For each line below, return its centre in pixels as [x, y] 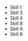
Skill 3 [16, 13]
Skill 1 [16, 7]
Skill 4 [16, 18]
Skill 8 [16, 23]
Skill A [16, 29]
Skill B [16, 34]
